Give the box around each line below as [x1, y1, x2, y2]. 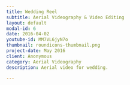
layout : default [6, 20, 47, 26]
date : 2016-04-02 [6, 31, 50, 37]
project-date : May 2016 [6, 48, 66, 54]
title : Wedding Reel [6, 8, 58, 15]
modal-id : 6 [6, 25, 36, 32]
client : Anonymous [6, 53, 52, 59]
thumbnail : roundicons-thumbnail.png [6, 42, 101, 48]
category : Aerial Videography [6, 59, 82, 65]
